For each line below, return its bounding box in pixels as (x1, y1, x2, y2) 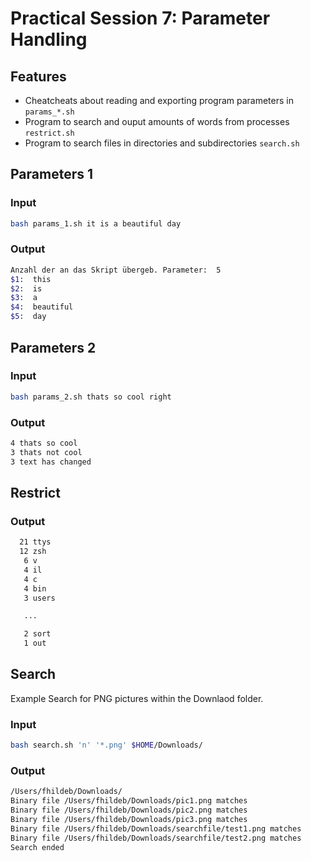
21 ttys (19, 537, 52, 547)
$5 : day (10, 312, 47, 322)
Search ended (10, 842, 65, 852)
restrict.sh (24, 128, 75, 138)
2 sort (23, 629, 52, 639)
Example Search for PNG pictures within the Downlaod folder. (10, 692, 264, 704)
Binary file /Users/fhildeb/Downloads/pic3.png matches (10, 814, 248, 824)
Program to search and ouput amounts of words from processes (24, 116, 290, 127)
